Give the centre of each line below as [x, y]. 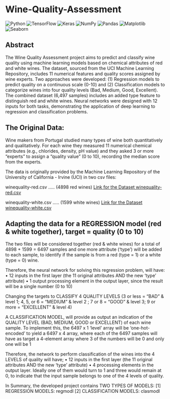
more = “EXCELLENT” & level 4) [39, 307]
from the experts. [23, 161]
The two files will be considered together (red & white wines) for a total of [83, 244]
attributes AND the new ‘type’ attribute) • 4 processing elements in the [80, 365]
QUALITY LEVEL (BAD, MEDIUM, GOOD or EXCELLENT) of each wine [78, 322]
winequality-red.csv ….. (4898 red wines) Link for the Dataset [70, 187]
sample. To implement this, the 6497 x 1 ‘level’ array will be [67, 328]
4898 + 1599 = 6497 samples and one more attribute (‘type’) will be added [84, 249]
